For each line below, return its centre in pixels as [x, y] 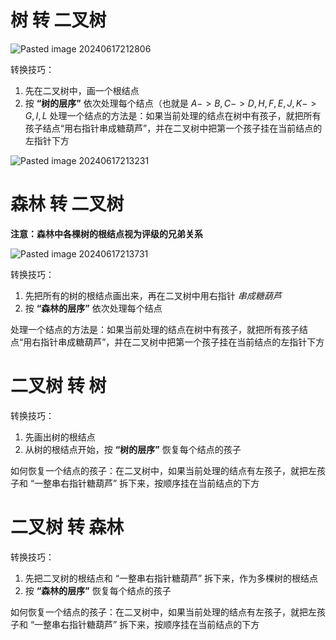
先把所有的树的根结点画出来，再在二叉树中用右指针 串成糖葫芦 [153, 295]
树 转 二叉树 [58, 20]
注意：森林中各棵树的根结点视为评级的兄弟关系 [106, 233]
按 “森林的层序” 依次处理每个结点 [93, 308]
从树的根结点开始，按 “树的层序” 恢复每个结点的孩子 [133, 449]
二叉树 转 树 [58, 386]
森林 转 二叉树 [67, 204]
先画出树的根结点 [60, 437]
